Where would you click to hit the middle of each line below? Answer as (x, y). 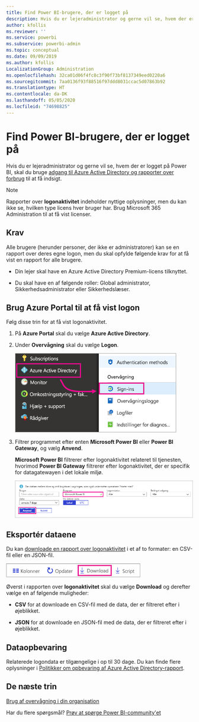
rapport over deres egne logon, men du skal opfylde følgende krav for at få (98, 253)
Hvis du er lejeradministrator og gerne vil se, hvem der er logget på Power (97, 166)
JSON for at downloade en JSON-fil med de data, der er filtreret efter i (100, 622)
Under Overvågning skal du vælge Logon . (67, 345)
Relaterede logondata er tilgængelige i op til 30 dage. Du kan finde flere (93, 662)
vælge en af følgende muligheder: (47, 593)
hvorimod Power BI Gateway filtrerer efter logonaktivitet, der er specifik (102, 466)
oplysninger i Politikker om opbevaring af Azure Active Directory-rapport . (95, 668)
